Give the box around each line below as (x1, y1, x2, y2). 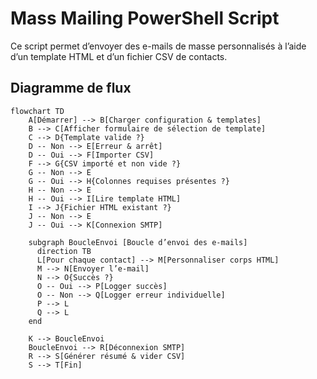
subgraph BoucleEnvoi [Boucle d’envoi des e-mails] (28, 237, 248, 247)
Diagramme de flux (10, 80, 132, 97)
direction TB (36, 246, 92, 256)
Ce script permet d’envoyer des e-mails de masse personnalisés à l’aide (10, 40, 307, 52)
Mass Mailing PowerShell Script (10, 7, 280, 30)
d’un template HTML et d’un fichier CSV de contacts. (10, 50, 228, 62)
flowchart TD (10, 106, 65, 116)
